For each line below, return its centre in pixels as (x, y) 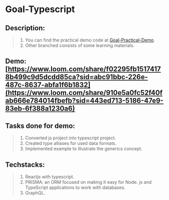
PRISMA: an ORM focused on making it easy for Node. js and (88, 182)
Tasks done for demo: (40, 126)
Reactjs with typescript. (50, 177)
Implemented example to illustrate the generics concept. (84, 149)
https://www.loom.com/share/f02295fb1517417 (84, 69)
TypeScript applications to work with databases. (75, 187)
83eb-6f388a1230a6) (40, 109)
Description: (25, 28)
